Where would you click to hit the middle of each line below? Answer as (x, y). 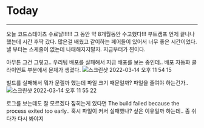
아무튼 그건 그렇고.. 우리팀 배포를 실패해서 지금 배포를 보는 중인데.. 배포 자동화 (98, 62)
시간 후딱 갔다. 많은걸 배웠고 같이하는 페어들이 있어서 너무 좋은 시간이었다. (110, 41)
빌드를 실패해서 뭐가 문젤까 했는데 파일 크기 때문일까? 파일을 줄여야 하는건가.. (97, 82)
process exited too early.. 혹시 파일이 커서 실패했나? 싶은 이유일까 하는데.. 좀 (98, 111)
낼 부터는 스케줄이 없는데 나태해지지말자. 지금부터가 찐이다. (76, 49)
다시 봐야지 (31, 118)
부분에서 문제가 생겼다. (54, 69)
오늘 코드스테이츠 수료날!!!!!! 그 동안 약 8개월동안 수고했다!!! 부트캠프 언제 (93, 34)
